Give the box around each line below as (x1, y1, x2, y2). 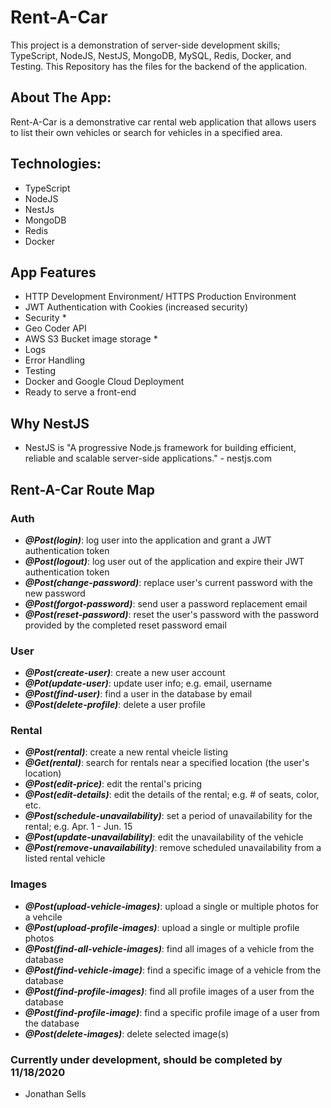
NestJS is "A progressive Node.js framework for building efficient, (24, 442, 297, 454)
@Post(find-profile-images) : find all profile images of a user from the (24, 985, 315, 997)
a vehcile (24, 911, 63, 923)
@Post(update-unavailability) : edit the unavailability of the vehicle (24, 831, 304, 843)
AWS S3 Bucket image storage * (24, 333, 158, 345)
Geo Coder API (24, 322, 87, 335)
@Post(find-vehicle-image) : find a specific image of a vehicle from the (24, 964, 322, 976)
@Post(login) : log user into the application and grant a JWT (24, 534, 272, 546)
